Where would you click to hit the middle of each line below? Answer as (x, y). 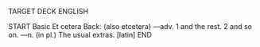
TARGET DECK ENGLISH (49, 11)
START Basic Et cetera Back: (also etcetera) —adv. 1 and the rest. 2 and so (130, 26)
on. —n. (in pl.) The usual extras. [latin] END (80, 35)
